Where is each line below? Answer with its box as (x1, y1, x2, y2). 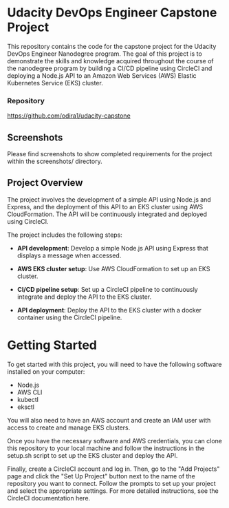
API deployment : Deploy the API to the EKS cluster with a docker (17, 306, 201, 314)
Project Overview (7, 177, 83, 189)
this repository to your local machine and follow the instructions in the (7, 444, 205, 452)
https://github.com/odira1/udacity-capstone (7, 112, 131, 120)
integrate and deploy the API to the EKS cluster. (17, 293, 152, 301)
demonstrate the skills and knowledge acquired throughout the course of (7, 56, 215, 65)
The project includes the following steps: (7, 231, 122, 239)
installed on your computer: (7, 367, 85, 376)
